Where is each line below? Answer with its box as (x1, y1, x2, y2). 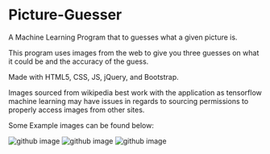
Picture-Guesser (8, 6, 123, 24)
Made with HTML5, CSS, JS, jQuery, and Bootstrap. (8, 72, 179, 81)
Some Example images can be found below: (8, 120, 155, 130)
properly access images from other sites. (8, 105, 145, 114)
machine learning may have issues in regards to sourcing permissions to (8, 96, 249, 106)
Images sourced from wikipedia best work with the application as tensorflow (8, 87, 262, 98)
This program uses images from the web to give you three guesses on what (8, 48, 260, 57)
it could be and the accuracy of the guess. (8, 56, 149, 66)
